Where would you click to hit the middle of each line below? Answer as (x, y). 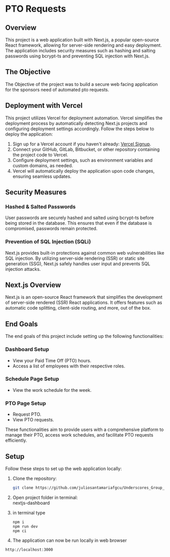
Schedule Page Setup (32, 379)
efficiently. (16, 441)
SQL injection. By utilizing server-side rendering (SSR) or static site (75, 258)
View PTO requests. (33, 420)
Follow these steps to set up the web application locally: (64, 469)
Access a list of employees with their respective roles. (69, 366)
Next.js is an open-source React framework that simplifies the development (84, 297)
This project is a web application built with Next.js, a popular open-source (82, 40)
